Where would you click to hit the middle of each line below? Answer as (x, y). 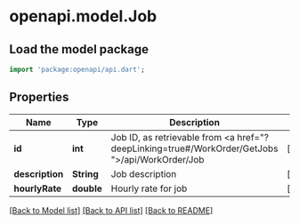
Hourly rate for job (149, 188)
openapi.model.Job (83, 16)
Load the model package (79, 49)
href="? (253, 137)
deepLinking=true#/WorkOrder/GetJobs (194, 148)
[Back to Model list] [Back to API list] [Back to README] (111, 210)
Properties (39, 97)
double (87, 188)
